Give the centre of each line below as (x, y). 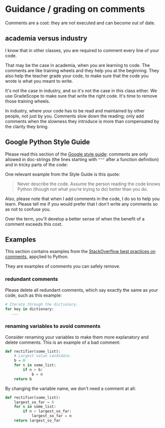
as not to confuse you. (28, 209)
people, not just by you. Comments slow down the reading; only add (75, 116)
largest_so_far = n (51, 416)
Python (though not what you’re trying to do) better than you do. (82, 189)
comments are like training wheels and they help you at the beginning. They (82, 70)
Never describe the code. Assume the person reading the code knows (89, 184)
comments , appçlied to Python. (37, 257)
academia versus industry (46, 38)
